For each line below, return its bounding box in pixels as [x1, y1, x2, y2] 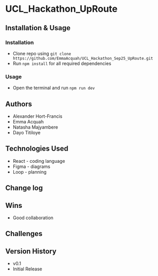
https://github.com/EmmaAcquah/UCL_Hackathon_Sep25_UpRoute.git [12, 56, 153, 61]
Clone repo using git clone [12, 50, 71, 56]
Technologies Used [5, 144, 68, 153]
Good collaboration [12, 215, 54, 221]
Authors [5, 99, 32, 108]
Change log [5, 184, 43, 193]
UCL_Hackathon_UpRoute [5, 3, 118, 15]
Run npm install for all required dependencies [12, 60, 111, 67]
